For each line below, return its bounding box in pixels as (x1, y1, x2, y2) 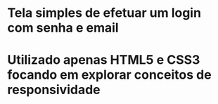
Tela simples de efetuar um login (7, 5, 202, 21)
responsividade (7, 82, 101, 98)
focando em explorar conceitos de (7, 67, 212, 83)
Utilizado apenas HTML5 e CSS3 (7, 52, 200, 68)
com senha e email (7, 20, 119, 36)
